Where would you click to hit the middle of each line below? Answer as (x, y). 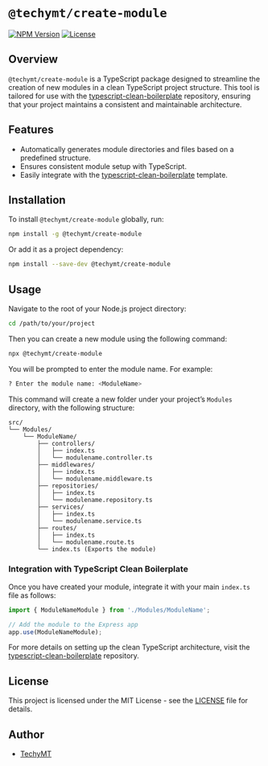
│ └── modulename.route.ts (86, 542)
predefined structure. (55, 158)
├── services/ (61, 507)
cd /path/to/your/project (52, 323)
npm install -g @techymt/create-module (75, 234)
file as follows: (32, 595)
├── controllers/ (66, 443)
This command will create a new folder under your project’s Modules (120, 399)
